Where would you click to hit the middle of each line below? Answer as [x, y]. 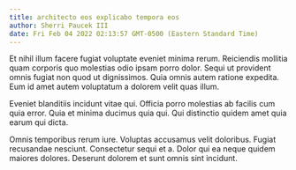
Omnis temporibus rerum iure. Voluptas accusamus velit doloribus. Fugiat [143, 140]
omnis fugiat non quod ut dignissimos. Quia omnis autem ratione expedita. [144, 78]
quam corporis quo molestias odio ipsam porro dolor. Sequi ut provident [140, 68]
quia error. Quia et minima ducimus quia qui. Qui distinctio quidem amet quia [148, 113]
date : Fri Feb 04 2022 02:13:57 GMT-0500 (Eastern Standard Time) [134, 33]
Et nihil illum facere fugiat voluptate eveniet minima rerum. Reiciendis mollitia [148, 59]
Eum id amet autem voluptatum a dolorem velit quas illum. [114, 87]
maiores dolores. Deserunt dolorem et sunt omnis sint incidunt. [124, 159]
